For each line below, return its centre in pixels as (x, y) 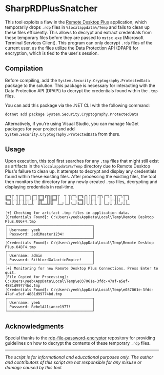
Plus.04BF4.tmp (20, 247)
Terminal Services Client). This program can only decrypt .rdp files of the (79, 42)
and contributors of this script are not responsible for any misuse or (73, 362)
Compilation (24, 69)
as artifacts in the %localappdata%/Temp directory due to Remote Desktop (78, 166)
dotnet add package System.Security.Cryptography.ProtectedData (72, 114)
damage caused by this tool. (34, 368)
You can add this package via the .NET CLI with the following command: (78, 105)
